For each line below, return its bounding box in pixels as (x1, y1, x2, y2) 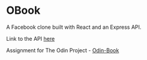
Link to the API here (6, 35, 55, 42)
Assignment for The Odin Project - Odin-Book (6, 46, 119, 54)
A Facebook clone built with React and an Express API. (6, 23, 142, 31)
